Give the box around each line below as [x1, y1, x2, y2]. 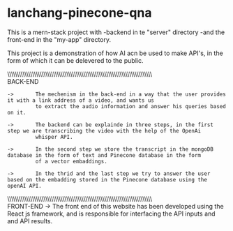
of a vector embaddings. [35, 158, 108, 165]
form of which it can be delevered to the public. [7, 56, 144, 64]
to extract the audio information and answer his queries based [35, 103, 227, 110]
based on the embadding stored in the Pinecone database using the [7, 176, 208, 183]
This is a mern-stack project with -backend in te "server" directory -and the [7, 28, 225, 36]
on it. [7, 109, 27, 116]
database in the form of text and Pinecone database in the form [7, 151, 201, 158]
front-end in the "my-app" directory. [7, 35, 112, 43]
